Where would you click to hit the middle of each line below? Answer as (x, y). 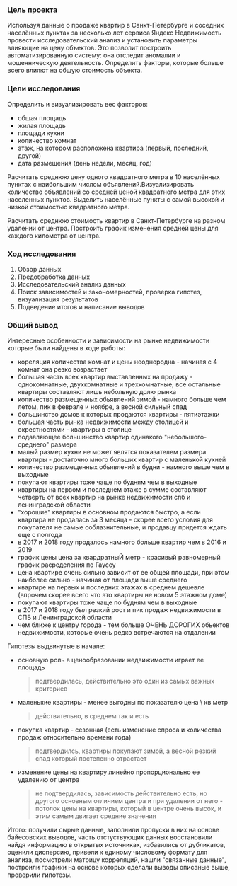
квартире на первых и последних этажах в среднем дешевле (111, 587)
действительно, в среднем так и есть (92, 716)
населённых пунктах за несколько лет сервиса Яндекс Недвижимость (114, 33)
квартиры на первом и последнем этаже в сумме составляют (112, 490)
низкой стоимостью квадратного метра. (69, 207)
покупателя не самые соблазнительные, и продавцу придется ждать (122, 527)
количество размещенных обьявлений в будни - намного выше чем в (123, 467)
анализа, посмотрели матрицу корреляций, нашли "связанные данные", (117, 860)
